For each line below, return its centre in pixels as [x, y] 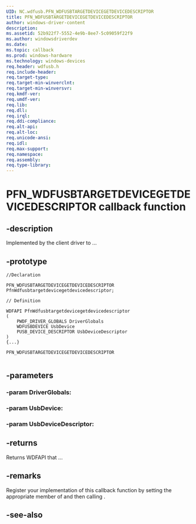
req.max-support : [27, 149]
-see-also [24, 515]
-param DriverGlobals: [39, 392]
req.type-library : [29, 165]
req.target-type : [27, 77]
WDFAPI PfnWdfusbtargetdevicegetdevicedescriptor [68, 311]
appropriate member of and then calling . [56, 496]
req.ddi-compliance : [31, 122]
